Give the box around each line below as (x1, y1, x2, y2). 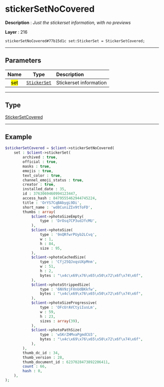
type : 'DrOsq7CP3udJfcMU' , (40, 219, 97, 224)
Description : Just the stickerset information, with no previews (5, 20, 131, 25)
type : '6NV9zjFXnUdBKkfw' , (40, 287, 97, 292)
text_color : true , (22, 173, 62, 178)
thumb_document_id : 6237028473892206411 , (22, 360, 110, 364)
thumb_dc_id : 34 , (22, 350, 60, 355)
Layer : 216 (5, 29, 28, 35)
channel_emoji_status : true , (22, 178, 84, 182)
